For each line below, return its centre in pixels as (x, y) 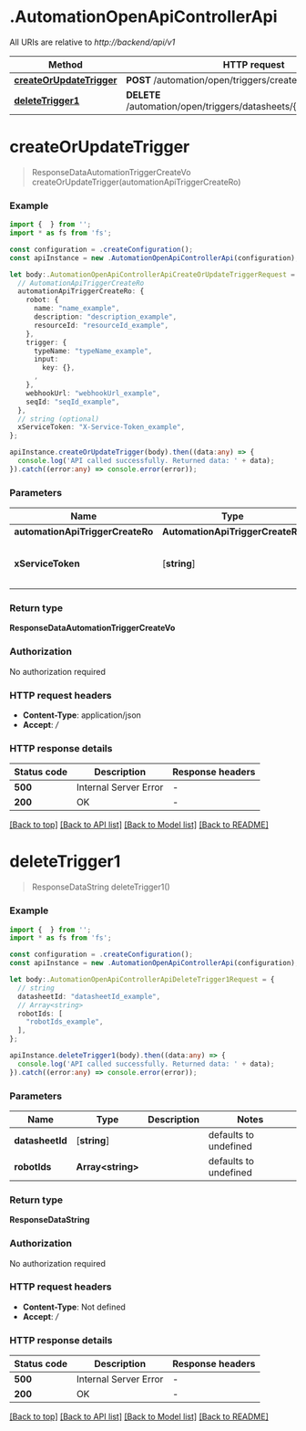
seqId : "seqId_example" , (73, 402)
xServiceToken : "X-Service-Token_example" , (101, 427)
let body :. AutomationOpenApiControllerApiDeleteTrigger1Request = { (142, 980)
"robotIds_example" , (65, 1022)
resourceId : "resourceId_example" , (101, 325)
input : (46, 359)
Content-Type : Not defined (74, 1307)
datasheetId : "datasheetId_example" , (89, 996)
